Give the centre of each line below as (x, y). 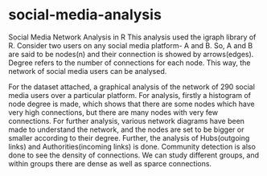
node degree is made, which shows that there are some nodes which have (131, 104)
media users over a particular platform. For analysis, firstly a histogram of (130, 95)
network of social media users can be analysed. (88, 71)
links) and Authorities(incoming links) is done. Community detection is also (132, 146)
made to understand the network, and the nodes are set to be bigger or (126, 129)
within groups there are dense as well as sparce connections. (110, 163)
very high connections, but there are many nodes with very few (113, 112)
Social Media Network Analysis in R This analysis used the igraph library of (132, 37)
